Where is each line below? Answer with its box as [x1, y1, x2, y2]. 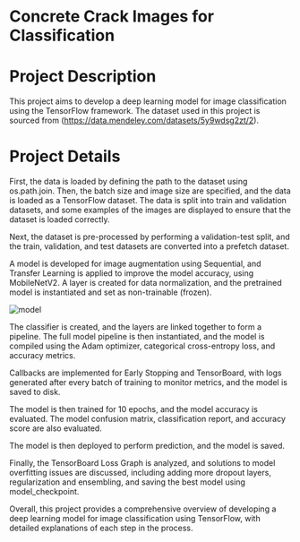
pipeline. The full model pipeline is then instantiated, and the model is [9, 331, 265, 342]
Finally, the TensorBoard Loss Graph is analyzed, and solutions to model [9, 458, 276, 469]
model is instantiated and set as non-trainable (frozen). [9, 287, 212, 297]
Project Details [9, 146, 121, 167]
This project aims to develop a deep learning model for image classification [9, 96, 287, 107]
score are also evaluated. [9, 423, 103, 434]
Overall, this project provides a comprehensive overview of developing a [9, 503, 277, 514]
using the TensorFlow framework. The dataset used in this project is [9, 106, 261, 116]
